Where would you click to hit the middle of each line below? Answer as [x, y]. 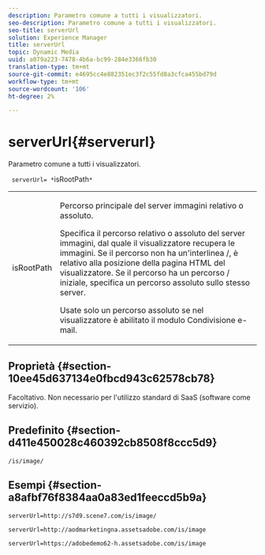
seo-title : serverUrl [44, 30]
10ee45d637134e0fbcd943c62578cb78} [112, 379]
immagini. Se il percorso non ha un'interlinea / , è [149, 253]
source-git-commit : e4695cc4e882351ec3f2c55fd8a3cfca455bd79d [112, 74]
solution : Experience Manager [58, 37]
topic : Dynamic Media [44, 52]
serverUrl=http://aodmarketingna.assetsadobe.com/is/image [107, 530]
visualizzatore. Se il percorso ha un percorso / [145, 273]
